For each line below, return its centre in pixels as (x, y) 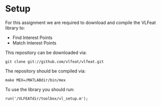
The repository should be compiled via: (45, 71)
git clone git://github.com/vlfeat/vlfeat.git (54, 61)
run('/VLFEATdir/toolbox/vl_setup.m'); (47, 98)
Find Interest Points (32, 37)
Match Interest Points (34, 42)
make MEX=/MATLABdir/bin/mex (35, 80)
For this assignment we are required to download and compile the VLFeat (80, 22)
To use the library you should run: (40, 89)
